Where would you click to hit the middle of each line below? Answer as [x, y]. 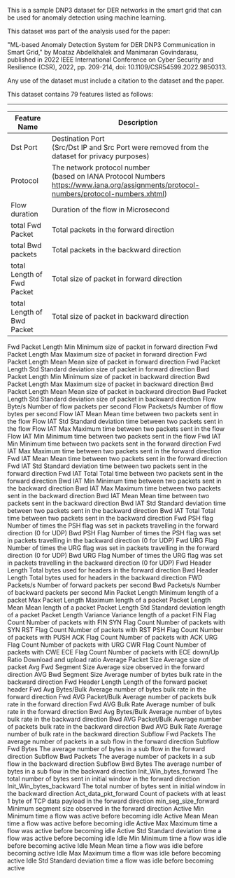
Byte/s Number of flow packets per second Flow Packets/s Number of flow [115, 406]
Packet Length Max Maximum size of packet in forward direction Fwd [107, 354]
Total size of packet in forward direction [117, 279]
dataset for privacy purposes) [100, 156]
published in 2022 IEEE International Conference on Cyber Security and [111, 60]
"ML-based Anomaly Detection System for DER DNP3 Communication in [111, 44]
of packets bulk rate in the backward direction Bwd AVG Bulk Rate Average [115, 727]
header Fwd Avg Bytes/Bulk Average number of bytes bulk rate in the [107, 689]
